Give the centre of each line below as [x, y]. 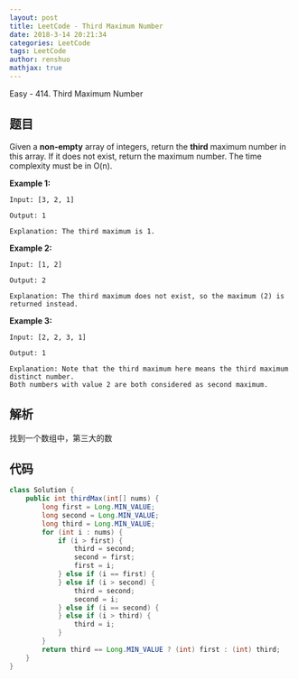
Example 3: [31, 320]
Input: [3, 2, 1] [42, 199]
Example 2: [31, 248]
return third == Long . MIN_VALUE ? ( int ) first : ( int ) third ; [161, 649]
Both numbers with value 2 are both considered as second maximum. [139, 384]
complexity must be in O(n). [61, 165]
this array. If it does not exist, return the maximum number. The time [135, 156]
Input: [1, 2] [36, 264]
